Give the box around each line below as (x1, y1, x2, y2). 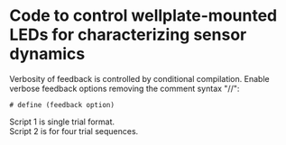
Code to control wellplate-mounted (9, 5, 278, 26)
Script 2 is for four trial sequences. (9, 125, 139, 136)
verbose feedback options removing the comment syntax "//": (9, 83, 240, 94)
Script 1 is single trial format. (9, 116, 115, 127)
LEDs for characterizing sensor (9, 24, 247, 45)
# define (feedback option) (9, 100, 115, 109)
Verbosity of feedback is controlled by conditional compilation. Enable (9, 73, 270, 84)
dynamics (9, 44, 86, 64)
